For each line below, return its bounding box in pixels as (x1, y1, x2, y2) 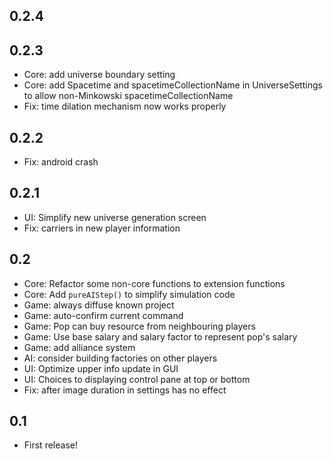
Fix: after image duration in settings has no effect (23, 384, 227, 396)
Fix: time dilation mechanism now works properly (23, 100, 227, 113)
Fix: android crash (23, 156, 99, 168)
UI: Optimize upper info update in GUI (23, 362, 179, 374)
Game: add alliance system (23, 341, 136, 353)
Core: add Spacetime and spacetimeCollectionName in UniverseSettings (23, 79, 323, 91)
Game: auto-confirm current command (23, 309, 184, 321)
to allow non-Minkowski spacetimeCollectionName (23, 90, 234, 102)
